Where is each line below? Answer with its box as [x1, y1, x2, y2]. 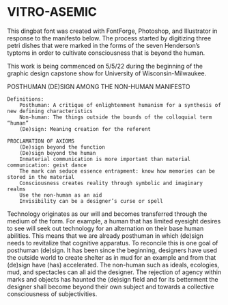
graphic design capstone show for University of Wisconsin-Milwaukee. [7, 69, 207, 77]
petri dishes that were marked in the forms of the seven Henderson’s [7, 41, 200, 49]
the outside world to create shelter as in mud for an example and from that [7, 253, 216, 261]
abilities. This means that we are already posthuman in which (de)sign [7, 231, 203, 240]
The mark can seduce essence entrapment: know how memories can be [19, 167, 215, 175]
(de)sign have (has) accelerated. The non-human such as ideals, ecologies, [7, 260, 220, 269]
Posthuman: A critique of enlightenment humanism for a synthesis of [19, 101, 222, 108]
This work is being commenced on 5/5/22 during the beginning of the [7, 62, 203, 70]
